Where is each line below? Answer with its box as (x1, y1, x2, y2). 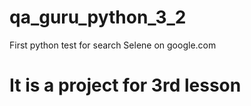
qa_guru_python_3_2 (9, 6, 187, 29)
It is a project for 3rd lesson (9, 74, 242, 97)
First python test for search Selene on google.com (9, 39, 217, 51)
